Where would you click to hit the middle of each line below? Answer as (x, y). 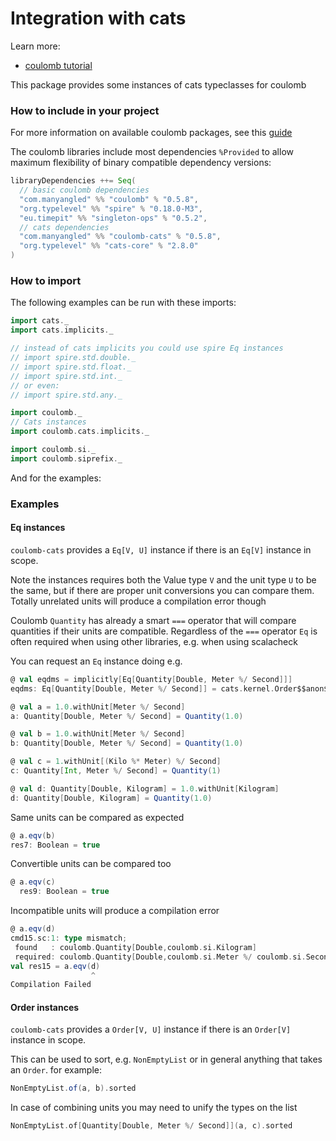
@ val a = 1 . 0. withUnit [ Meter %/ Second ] (98, 707)
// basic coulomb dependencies (84, 190)
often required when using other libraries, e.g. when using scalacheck (154, 641)
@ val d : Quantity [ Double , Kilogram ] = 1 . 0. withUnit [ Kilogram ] (145, 788)
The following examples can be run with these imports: (123, 303)
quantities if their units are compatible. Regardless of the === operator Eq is (164, 631)
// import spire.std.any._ (66, 395)
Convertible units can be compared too (91, 864)
